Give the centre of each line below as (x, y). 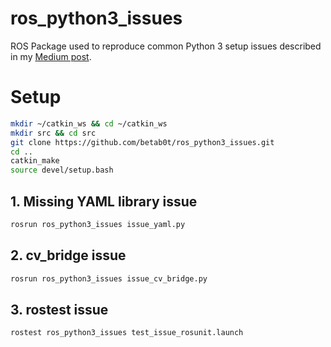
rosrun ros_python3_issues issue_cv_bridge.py (109, 278)
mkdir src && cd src (53, 133)
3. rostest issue (59, 309)
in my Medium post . (51, 56)
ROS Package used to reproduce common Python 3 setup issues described (166, 46)
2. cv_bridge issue (68, 255)
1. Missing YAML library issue (104, 201)
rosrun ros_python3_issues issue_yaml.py (98, 224)
